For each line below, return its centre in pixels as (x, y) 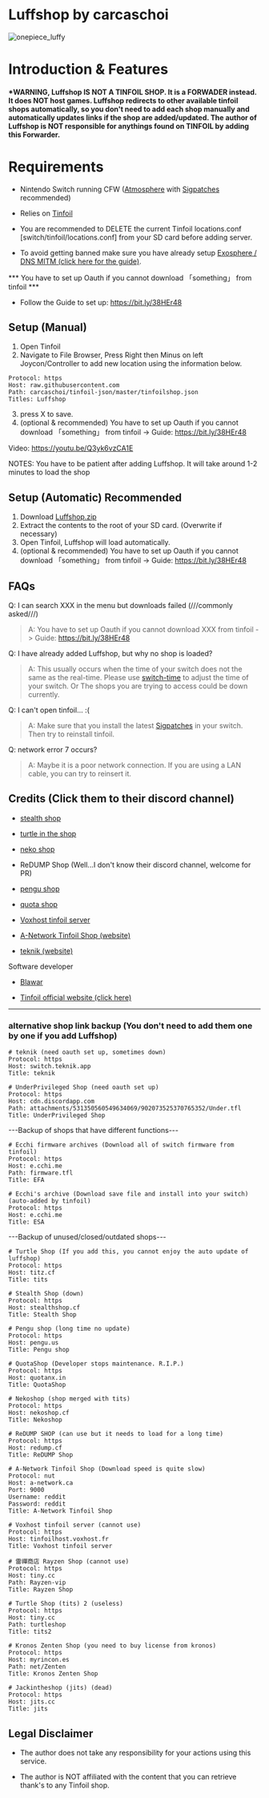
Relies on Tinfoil (46, 213)
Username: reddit (37, 1497)
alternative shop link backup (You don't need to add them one (130, 1026)
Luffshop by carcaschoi (89, 15)
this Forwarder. (34, 135)
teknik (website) (46, 950)
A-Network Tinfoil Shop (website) (75, 935)
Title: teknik (32, 1074)
